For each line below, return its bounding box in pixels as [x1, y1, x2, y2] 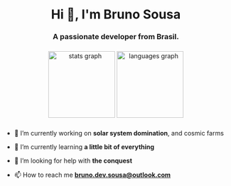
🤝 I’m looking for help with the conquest [14, 156, 133, 165]
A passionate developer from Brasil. [53, 32, 179, 42]
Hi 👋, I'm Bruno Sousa [50, 6, 181, 23]
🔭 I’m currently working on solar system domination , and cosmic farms [14, 128, 224, 137]
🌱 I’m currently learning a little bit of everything [14, 142, 155, 151]
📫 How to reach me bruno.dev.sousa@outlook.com [14, 170, 171, 179]
